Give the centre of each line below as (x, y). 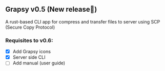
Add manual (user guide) (39, 63)
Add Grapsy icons (32, 52)
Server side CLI (29, 57)
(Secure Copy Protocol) (30, 27)
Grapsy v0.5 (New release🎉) (51, 9)
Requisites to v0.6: (29, 40)
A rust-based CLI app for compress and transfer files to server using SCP (83, 21)
